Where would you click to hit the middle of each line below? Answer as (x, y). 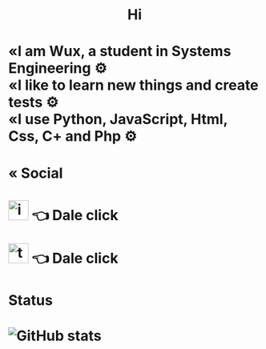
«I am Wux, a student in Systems (120, 52)
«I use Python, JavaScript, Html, (118, 120)
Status (31, 300)
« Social (36, 173)
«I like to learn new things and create (133, 85)
